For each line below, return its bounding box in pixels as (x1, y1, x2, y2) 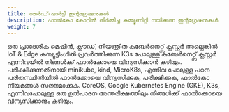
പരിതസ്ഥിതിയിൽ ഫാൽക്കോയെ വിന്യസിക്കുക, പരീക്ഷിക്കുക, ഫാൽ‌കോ (7, 74, 210, 82)
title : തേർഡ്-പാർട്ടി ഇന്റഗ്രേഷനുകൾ (7, 10, 110, 17)
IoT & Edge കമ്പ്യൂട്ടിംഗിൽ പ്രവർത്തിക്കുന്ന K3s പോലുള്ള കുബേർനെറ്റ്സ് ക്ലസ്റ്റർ (7, 50, 216, 58)
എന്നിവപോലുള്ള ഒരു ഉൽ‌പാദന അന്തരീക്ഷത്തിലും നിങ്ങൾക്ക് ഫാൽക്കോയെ (7, 89, 222, 97)
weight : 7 (7, 23, 36, 30)
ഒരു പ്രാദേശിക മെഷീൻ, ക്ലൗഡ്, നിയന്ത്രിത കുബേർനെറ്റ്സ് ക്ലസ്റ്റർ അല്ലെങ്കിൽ (7, 42, 218, 51)
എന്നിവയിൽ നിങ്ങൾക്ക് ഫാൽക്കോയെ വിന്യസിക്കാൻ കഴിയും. (7, 58, 183, 66)
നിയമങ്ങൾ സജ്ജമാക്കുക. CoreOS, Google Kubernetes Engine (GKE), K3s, (7, 81, 220, 90)
